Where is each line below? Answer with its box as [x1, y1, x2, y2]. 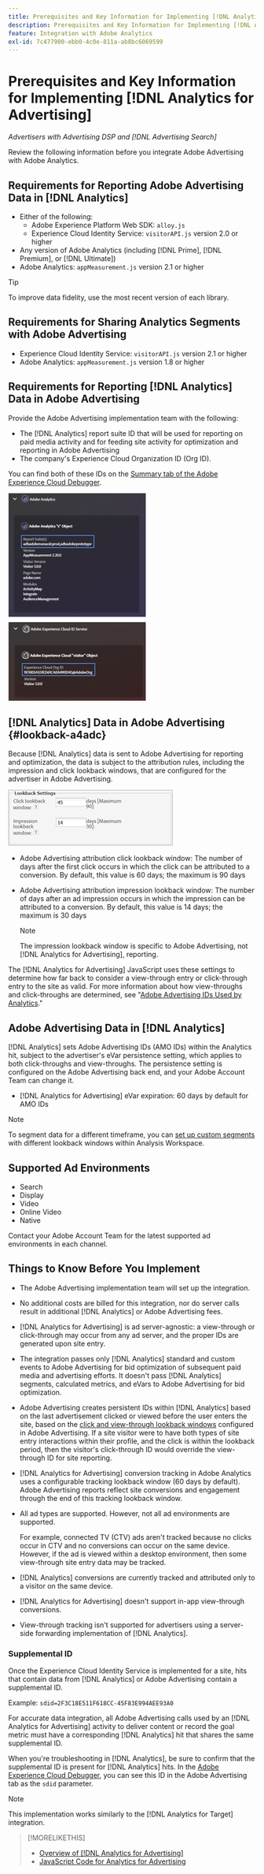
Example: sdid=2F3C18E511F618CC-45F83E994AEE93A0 [8, 1698, 174, 1708]
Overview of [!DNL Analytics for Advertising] [38, 1849, 184, 1858]
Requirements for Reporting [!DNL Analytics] [8, 380, 233, 393]
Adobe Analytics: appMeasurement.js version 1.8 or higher [19, 357, 205, 367]
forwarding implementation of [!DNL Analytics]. [35, 1628, 189, 1637]
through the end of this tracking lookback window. [19, 1493, 183, 1503]
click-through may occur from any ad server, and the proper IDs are [19, 1330, 239, 1339]
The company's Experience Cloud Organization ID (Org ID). [19, 453, 212, 463]
